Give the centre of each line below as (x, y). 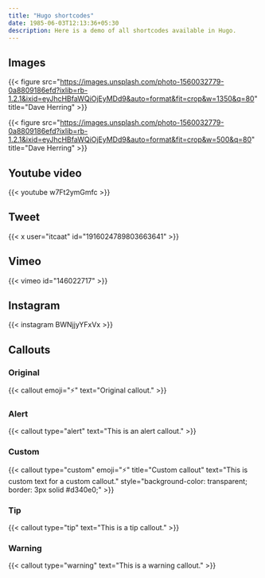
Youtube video (45, 173)
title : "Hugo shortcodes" (51, 16)
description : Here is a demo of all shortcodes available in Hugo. (123, 30)
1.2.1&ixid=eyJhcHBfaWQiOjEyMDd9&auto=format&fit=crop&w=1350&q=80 (131, 99)
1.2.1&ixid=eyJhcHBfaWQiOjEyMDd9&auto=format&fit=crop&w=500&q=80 (130, 139)
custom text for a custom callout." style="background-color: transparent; (128, 481)
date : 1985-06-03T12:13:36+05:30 (64, 23)
